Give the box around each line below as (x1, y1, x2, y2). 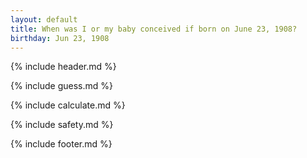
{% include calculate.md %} (10, 99, 126, 111)
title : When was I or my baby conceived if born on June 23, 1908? (10, 24, 298, 34)
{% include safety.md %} (10, 119, 114, 131)
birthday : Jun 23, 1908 (10, 33, 110, 43)
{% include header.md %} (10, 61, 117, 73)
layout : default (10, 14, 78, 25)
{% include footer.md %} (10, 138, 113, 150)
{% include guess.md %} (10, 80, 113, 92)
